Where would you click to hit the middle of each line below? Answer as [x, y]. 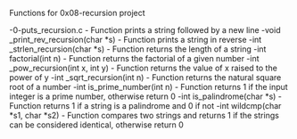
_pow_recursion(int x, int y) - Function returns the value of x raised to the [144, 68]
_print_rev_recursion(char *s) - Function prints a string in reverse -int [136, 40]
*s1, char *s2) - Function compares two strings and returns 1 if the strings [144, 115]
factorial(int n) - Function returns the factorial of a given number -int [135, 58]
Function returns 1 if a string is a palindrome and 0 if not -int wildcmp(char [145, 106]
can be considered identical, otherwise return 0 [97, 125]
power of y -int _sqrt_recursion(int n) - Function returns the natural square [145, 78]
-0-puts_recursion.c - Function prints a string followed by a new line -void [145, 30]
